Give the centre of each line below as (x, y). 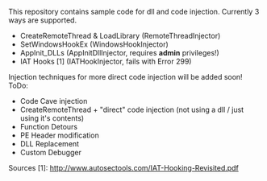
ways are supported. (43, 20)
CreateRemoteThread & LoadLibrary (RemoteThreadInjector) (120, 36)
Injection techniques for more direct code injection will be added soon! (126, 77)
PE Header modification (59, 135)
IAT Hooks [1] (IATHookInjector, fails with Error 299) (106, 61)
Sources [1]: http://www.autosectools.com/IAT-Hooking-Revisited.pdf (124, 168)
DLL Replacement (49, 144)
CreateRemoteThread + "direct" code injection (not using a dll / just (132, 109)
